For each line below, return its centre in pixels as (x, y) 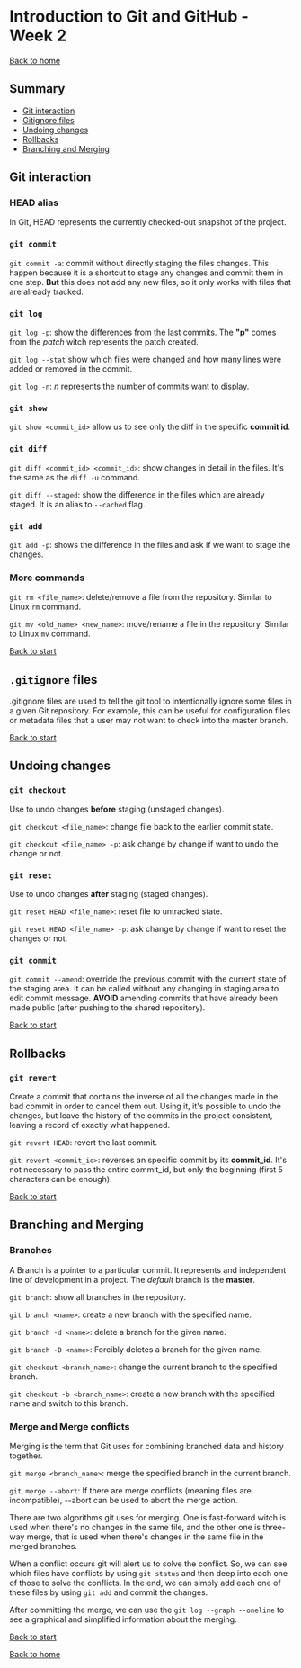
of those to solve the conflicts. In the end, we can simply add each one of (145, 1583)
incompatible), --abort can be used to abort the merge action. (124, 1500)
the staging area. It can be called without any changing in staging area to (144, 989)
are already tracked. (46, 291)
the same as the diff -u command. (75, 477)
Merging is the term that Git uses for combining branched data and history (147, 1446)
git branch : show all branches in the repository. (98, 1296)
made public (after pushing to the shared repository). (107, 1008)
